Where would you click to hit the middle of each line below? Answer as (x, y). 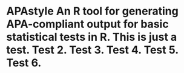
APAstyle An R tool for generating (92, 11)
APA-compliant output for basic (87, 24)
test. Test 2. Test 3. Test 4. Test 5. (92, 50)
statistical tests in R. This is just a (92, 37)
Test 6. (24, 63)
